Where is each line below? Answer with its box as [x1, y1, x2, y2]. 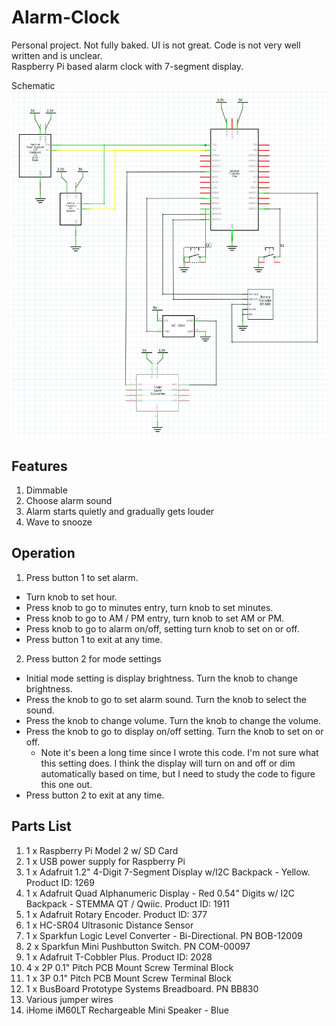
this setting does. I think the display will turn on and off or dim [40, 757, 296, 769]
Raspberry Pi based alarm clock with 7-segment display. [11, 60, 244, 72]
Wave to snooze [25, 516, 93, 528]
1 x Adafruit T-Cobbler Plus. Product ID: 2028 [25, 951, 213, 963]
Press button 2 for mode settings [25, 652, 162, 665]
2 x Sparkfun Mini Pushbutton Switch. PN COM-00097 [25, 940, 251, 952]
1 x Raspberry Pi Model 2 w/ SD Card [25, 844, 179, 856]
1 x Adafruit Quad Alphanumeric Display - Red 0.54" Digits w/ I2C [25, 887, 296, 899]
